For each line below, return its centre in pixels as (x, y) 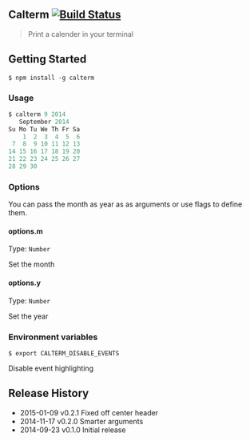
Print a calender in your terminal (81, 34)
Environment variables (53, 337)
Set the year (28, 316)
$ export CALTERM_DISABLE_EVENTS (64, 353)
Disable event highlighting (51, 368)
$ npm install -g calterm (51, 78)
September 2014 (44, 122)
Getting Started (48, 60)
